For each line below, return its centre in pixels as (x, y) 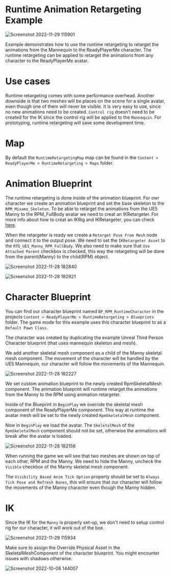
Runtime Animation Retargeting (74, 9)
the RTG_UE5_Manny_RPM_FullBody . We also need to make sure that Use (78, 246)
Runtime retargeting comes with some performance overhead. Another (80, 95)
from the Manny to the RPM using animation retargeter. (63, 394)
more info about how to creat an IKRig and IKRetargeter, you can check (80, 219)
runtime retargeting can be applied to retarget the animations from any (79, 55)
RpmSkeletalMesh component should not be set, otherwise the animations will (86, 430)
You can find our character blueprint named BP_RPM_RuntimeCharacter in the (85, 311)
